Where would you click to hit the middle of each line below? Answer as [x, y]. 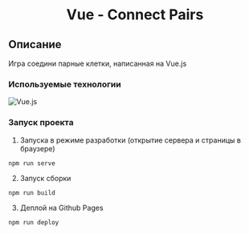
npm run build [32, 193]
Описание [35, 44]
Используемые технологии [65, 84]
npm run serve [32, 163]
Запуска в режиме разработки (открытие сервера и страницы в [130, 140]
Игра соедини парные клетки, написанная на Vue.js [98, 63]
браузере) [37, 148]
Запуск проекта [41, 123]
